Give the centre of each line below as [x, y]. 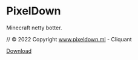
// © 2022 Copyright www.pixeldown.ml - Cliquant [69, 39]
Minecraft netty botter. [34, 28]
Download [19, 51]
